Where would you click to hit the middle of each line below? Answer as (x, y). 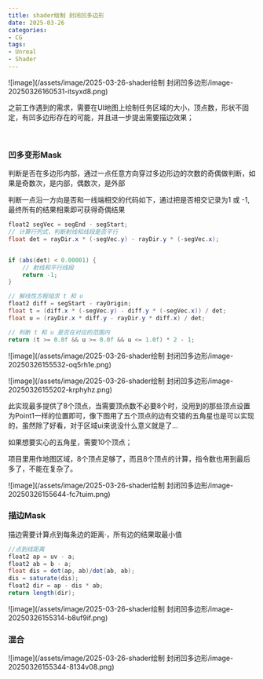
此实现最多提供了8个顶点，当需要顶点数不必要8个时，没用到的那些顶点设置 (130, 406)
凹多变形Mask (35, 155)
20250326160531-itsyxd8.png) (58, 91)
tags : (17, 45)
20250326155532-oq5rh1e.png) (60, 364)
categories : (27, 30)
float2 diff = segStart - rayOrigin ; (70, 304)
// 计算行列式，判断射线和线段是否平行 (63, 232)
